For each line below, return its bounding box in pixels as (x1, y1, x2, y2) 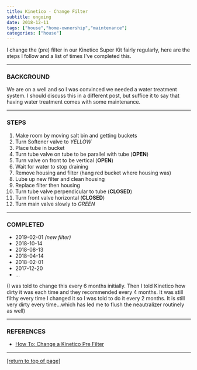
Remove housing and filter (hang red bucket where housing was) (15, 169, 172, 176)
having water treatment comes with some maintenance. (6, 98, 141, 105)
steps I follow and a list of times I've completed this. (6, 53, 132, 60)
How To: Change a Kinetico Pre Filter (15, 341, 105, 348)
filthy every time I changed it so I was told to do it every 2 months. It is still (6, 295, 185, 302)
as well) (6, 307, 26, 314)
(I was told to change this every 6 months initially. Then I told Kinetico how (6, 282, 186, 290)
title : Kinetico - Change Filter (6, 8, 88, 15)
